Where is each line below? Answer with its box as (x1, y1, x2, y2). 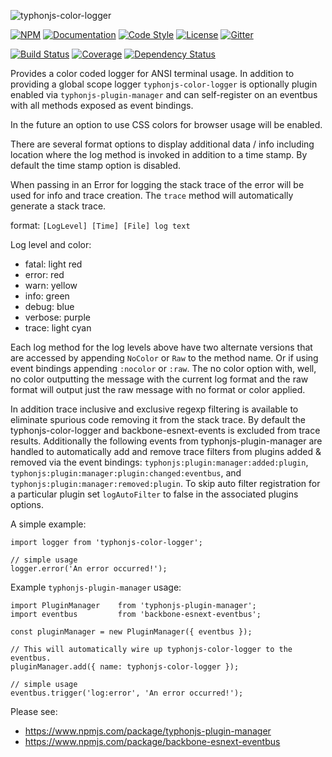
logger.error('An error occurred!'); (10, 564, 168, 574)
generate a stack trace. (10, 200, 107, 212)
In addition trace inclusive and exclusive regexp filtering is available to (10, 403, 299, 415)
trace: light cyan (24, 322, 92, 334)
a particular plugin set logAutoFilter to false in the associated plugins (10, 488, 299, 500)
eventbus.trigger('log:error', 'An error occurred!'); (10, 688, 244, 698)
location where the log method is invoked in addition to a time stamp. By (10, 149, 308, 160)
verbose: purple (24, 311, 91, 323)
